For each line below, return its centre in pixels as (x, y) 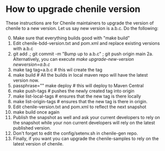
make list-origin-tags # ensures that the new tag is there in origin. (80, 101)
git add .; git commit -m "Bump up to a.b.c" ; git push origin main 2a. (83, 54)
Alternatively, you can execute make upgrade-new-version (73, 59)
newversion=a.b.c (31, 64)
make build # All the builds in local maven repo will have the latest (80, 75)
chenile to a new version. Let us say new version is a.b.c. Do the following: (82, 28)
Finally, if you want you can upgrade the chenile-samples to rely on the (86, 139)
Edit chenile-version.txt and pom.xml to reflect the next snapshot (80, 107)
